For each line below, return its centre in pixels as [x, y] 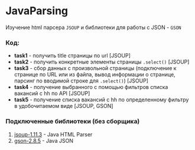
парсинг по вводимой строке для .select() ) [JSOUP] [81, 81]
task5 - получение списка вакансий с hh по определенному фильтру [101, 100]
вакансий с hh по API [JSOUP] [52, 94]
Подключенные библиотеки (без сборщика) [73, 122]
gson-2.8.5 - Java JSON [43, 141]
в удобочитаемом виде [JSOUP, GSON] [64, 106]
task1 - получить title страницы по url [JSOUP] [72, 56]
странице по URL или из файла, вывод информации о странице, [95, 75]
